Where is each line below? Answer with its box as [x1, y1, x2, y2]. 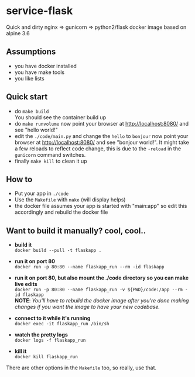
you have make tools [14, 69, 65, 76]
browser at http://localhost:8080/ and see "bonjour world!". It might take [14, 139, 189, 146]
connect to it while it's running [14, 315, 91, 322]
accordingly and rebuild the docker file [14, 208, 108, 216]
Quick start [6, 92, 48, 102]
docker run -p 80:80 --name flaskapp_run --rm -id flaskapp [14, 264, 165, 270]
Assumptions [6, 47, 56, 57]
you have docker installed [14, 62, 77, 69]
